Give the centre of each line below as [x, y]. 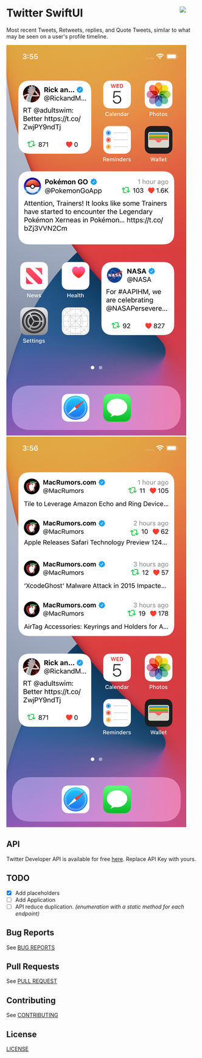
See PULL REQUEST [32, 981]
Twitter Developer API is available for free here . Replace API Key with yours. [101, 859]
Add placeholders [37, 893]
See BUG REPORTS [31, 947]
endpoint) [27, 913]
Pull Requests [33, 966]
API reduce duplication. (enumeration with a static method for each [99, 907]
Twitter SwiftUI [45, 13]
